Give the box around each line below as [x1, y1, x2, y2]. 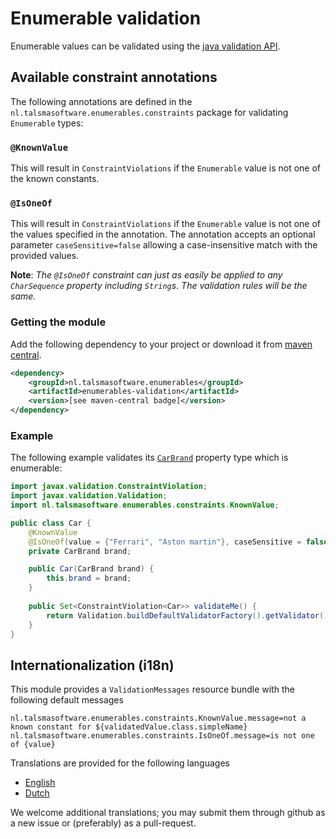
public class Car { [10, 518, 92, 528]
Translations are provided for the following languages [10, 757, 230, 769]
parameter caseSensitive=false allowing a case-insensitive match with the [10, 239, 318, 251]
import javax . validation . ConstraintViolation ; [10, 482, 208, 492]
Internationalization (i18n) [10, 657, 175, 674]
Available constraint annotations [10, 69, 218, 86]
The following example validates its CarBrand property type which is [10, 452, 289, 464]
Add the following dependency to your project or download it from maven [10, 338, 313, 350]
